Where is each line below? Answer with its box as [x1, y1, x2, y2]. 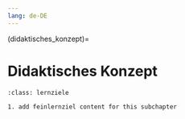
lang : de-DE [7, 11, 47, 20]
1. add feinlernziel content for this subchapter [7, 102, 178, 111]
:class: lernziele [7, 88, 69, 96]
